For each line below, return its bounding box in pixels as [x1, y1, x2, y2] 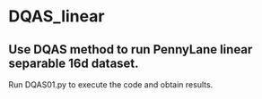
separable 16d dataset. [8, 55, 140, 70]
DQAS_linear [8, 6, 105, 27]
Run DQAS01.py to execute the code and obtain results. [8, 79, 214, 90]
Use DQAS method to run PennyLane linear [8, 42, 253, 57]
